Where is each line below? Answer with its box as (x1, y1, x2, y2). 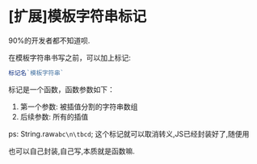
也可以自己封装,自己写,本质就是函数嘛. (8, 146, 136, 156)
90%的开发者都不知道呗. (8, 36, 91, 45)
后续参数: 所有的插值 (19, 111, 89, 121)
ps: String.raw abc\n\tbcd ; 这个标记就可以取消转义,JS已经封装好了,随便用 (8, 128, 250, 138)
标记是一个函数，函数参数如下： (8, 84, 115, 94)
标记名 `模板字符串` (8, 69, 65, 77)
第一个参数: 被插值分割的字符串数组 (19, 102, 138, 111)
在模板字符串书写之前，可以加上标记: (8, 53, 132, 62)
